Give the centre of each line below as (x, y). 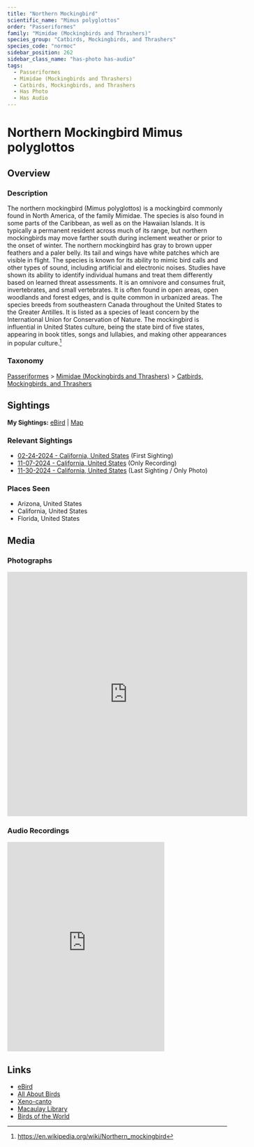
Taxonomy (25, 361)
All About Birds (39, 1094)
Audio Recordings (38, 830)
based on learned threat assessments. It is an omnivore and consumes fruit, (117, 282)
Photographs (30, 561)
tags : (15, 66)
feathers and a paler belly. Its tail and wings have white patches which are (113, 253)
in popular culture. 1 (35, 342)
